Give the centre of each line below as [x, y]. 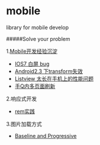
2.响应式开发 [22, 99]
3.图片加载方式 [24, 124]
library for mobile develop [38, 27]
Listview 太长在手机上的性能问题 [54, 78]
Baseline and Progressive [46, 135]
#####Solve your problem [38, 39]
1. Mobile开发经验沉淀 [32, 51]
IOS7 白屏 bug [32, 64]
